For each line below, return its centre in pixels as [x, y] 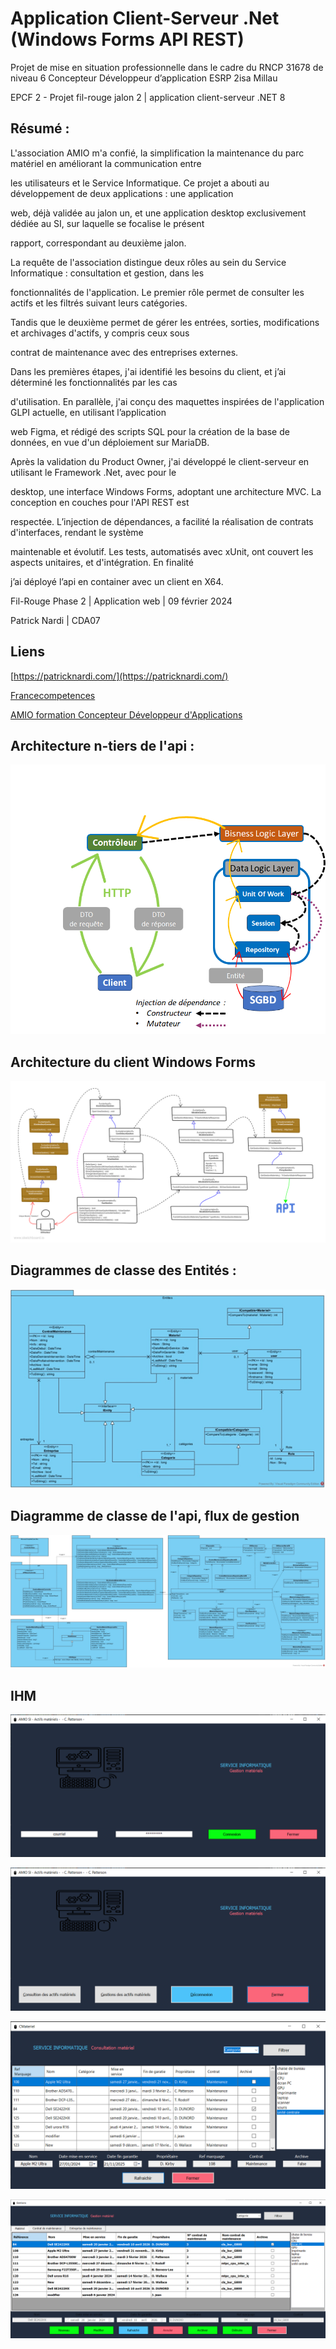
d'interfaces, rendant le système [77, 532]
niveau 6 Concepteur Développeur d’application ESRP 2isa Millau [144, 78]
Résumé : [40, 128]
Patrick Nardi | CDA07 [55, 620]
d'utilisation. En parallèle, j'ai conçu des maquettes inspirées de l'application [167, 401]
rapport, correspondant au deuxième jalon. [98, 243]
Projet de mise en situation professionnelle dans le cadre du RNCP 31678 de [167, 67]
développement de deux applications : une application [122, 193]
